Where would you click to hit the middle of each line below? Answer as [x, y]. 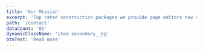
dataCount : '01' [27, 28]
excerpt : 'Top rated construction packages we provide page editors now [100, 17]
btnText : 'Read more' [34, 39]
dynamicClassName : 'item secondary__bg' [58, 34]
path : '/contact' [28, 23]
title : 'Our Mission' [34, 12]
